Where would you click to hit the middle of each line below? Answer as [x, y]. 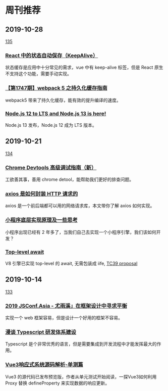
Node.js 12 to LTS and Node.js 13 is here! [56, 113]
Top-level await [25, 252]
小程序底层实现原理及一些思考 [42, 220]
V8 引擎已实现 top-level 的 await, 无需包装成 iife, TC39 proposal [71, 263]
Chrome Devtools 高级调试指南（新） [51, 167]
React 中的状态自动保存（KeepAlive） [52, 55]
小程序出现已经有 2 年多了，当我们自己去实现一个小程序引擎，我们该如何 [81, 232]
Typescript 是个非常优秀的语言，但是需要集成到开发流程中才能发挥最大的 [81, 344]
